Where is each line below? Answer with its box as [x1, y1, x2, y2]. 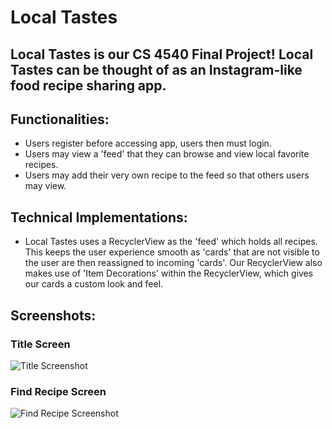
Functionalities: [10, 111, 110, 128]
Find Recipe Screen [10, 384, 107, 398]
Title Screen [10, 337, 71, 351]
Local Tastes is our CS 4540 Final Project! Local [10, 46, 314, 63]
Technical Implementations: [10, 209, 188, 226]
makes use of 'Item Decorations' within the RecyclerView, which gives [24, 267, 314, 280]
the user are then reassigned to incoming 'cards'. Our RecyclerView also [24, 257, 323, 269]
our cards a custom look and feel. [24, 278, 164, 290]
